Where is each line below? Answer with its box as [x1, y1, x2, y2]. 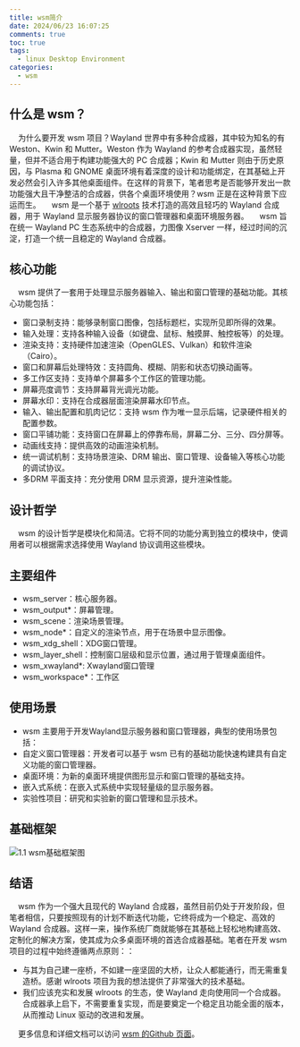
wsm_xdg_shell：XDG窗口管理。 [21, 638, 142, 649]
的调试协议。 [21, 463, 70, 473]
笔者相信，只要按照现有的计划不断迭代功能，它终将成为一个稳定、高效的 [9, 912, 275, 923]
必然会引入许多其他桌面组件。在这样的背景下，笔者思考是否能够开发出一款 [16, 176, 291, 188]
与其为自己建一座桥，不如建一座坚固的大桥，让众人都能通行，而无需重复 [21, 965, 288, 975]
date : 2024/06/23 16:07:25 [9, 21, 110, 30]
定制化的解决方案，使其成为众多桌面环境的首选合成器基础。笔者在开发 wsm [9, 934, 287, 945]
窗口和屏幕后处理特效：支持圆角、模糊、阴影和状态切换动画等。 [21, 362, 257, 372]
